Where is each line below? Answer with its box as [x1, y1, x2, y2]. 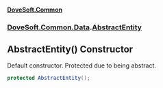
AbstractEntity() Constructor [7, 43, 134, 55]
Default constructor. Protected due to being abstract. [7, 61, 156, 70]
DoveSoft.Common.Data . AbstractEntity [7, 23, 142, 32]
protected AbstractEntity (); [7, 75, 90, 82]
